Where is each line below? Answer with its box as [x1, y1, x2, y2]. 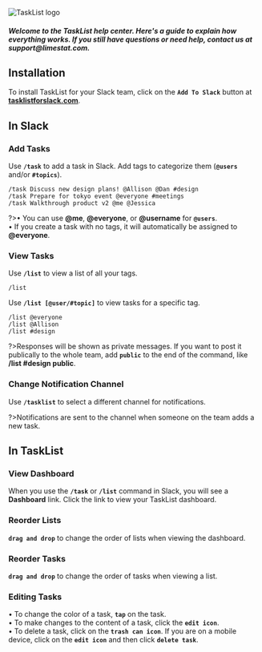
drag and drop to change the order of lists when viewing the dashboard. [8, 533, 246, 542]
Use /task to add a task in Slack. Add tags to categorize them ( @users [8, 161, 238, 171]
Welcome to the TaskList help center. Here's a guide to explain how [8, 26, 237, 35]
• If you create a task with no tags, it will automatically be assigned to [8, 222, 238, 231]
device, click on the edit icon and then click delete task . [8, 635, 199, 645]
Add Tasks [8, 143, 50, 154]
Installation [8, 66, 66, 79]
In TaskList [8, 445, 64, 458]
